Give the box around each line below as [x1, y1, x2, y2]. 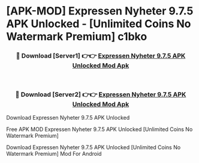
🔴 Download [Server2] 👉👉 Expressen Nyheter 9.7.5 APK [15, 90, 186, 99]
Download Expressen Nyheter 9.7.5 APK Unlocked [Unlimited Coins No [6, 143, 181, 151]
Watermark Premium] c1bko [6, 30, 147, 43]
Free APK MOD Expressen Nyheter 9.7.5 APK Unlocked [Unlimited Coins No [6, 125, 193, 133]
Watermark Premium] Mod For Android [6, 150, 102, 157]
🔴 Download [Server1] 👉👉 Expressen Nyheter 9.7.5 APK [16, 52, 186, 60]
